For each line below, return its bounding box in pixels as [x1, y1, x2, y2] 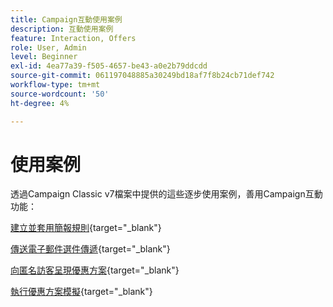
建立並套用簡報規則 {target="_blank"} [10, 222, 162, 234]
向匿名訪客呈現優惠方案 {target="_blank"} [10, 264, 180, 276]
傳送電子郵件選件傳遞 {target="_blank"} [10, 243, 171, 255]
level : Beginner [10, 52, 78, 62]
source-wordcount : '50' [10, 89, 110, 99]
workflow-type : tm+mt [10, 80, 101, 90]
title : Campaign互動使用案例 [10, 14, 123, 25]
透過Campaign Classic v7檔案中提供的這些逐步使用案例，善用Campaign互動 [10, 188, 323, 200]
